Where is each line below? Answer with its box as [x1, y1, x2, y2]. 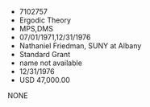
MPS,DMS [19, 24, 54, 33]
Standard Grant [19, 50, 70, 59]
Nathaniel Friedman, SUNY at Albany [19, 41, 142, 51]
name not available [19, 58, 82, 68]
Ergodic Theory [19, 15, 72, 25]
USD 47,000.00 [19, 76, 70, 84]
